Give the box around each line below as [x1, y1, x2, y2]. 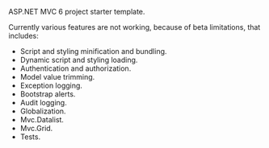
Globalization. [19, 106, 66, 116]
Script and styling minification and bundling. [19, 47, 167, 55]
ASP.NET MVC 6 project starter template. [8, 7, 145, 16]
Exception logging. [19, 80, 83, 90]
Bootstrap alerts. [19, 89, 76, 99]
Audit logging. [19, 98, 67, 107]
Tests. [19, 132, 41, 142]
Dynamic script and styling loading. [19, 55, 138, 64]
